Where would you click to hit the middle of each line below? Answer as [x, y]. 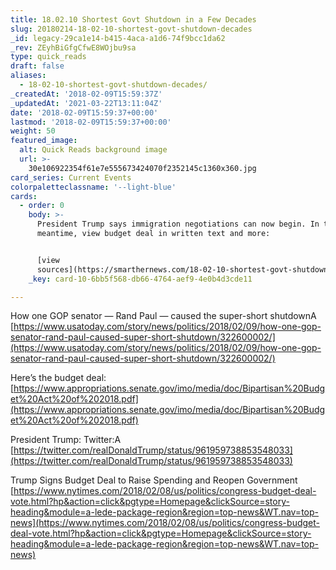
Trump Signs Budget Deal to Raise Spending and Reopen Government [154, 480]
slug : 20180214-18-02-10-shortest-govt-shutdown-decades [131, 29]
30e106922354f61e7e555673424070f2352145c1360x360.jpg [142, 168]
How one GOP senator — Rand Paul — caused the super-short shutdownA [163, 316]
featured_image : [44, 141]
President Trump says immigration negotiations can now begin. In [178, 224]
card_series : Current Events [71, 177]
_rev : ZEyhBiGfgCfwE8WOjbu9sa [73, 47]
